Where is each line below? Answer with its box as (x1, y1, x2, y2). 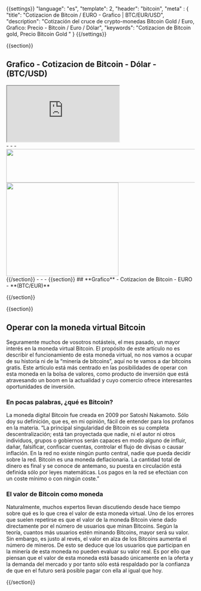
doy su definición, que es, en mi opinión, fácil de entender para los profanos (6, 418, 194, 425)
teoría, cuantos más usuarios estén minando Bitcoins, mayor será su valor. (6, 529, 190, 536)
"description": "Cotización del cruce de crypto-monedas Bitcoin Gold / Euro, (6, 18, 194, 25)
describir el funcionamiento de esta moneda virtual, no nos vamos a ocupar (6, 351, 193, 358)
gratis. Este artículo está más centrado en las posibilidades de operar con (6, 364, 187, 371)
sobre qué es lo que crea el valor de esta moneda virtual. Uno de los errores (6, 510, 194, 517)
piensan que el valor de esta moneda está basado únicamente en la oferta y (6, 555, 193, 562)
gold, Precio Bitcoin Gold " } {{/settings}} (6, 31, 107, 38)
